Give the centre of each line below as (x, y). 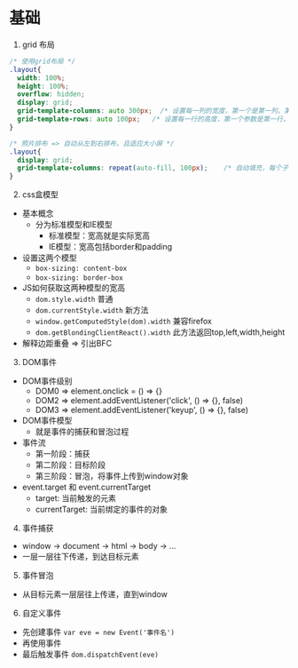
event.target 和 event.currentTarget (86, 487)
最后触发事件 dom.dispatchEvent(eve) (90, 655)
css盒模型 (40, 195)
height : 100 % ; (43, 86)
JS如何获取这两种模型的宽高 (74, 288)
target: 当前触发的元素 (76, 498)
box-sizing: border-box (79, 278)
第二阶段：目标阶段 (71, 465)
